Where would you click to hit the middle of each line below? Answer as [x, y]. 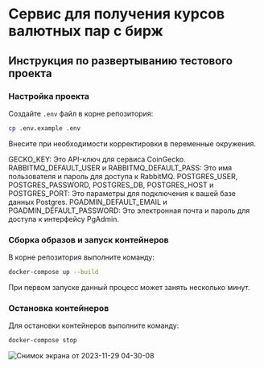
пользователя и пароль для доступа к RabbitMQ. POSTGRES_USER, [123, 176]
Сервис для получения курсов [117, 14]
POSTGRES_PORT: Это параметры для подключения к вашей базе [122, 193]
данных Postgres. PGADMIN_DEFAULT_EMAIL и [88, 202]
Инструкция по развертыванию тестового [121, 61]
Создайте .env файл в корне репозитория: [81, 113]
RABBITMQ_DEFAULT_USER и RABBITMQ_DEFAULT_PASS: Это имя [120, 168]
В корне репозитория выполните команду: [82, 257]
